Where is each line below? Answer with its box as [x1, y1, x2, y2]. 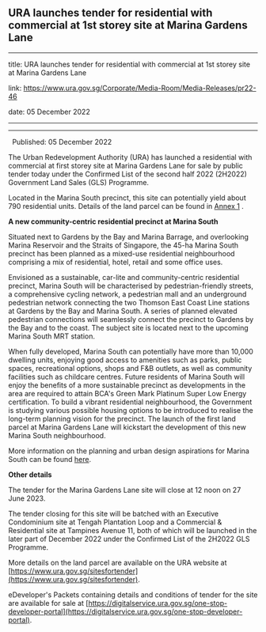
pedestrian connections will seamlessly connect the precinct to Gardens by [8, 314, 254, 324]
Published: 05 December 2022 [11, 137, 112, 146]
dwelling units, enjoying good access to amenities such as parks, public [8, 355, 242, 365]
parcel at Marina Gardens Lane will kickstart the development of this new [8, 422, 247, 432]
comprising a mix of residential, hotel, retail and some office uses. [8, 257, 223, 267]
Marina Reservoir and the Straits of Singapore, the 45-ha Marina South [8, 240, 239, 250]
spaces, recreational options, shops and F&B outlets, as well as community [8, 363, 253, 373]
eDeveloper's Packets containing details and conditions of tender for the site [8, 589, 258, 600]
